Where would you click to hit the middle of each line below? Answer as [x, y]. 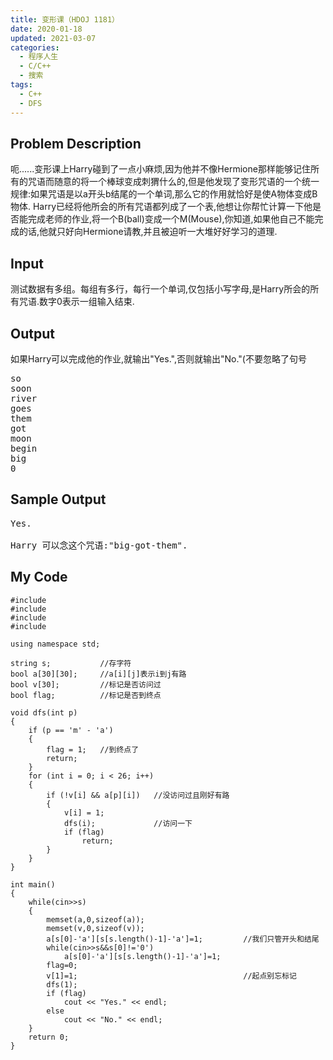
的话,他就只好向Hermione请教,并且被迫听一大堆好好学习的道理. [148, 232]
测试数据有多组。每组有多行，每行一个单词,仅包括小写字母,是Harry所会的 [160, 289]
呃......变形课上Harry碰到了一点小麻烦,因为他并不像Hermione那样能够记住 [160, 169]
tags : [21, 85]
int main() [33, 884]
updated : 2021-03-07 [53, 38]
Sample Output [58, 499]
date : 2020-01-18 [46, 29]
